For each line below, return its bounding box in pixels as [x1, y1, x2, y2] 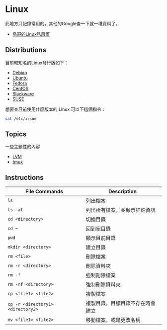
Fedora [12, 80, 27, 86]
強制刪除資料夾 [85, 281, 121, 288]
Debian [12, 70, 27, 76]
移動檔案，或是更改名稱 [85, 317, 141, 324]
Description [108, 188, 137, 195]
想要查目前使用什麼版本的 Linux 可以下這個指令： [5, 106, 106, 112]
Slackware [12, 90, 34, 96]
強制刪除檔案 [85, 272, 116, 279]
